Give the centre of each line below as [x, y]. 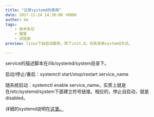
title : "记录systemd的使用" [33, 10]
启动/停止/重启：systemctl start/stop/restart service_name [67, 74]
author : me [17, 19]
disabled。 [17, 98]
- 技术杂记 [25, 29]
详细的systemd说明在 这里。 [35, 109]
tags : [11, 24]
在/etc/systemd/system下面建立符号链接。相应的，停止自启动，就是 [77, 91]
